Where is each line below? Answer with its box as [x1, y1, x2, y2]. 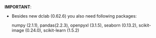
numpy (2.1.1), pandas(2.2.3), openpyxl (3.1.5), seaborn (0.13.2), [11, 22, 138, 28]
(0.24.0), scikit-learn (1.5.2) [25, 28, 79, 33]
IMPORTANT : [4, 4, 32, 9]
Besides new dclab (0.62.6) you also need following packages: [11, 13, 137, 19]
